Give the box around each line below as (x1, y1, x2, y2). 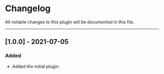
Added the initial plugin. (12, 63, 60, 69)
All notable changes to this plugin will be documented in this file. (5, 19, 135, 25)
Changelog (5, 3, 51, 14)
